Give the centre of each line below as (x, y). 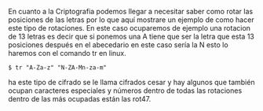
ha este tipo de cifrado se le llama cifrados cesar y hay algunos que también (131, 82)
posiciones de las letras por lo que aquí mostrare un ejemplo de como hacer (131, 20)
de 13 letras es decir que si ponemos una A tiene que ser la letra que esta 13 (131, 36)
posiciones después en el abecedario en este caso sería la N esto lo (119, 45)
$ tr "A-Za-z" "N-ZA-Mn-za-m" (58, 68)
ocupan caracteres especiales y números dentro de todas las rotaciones (125, 91)
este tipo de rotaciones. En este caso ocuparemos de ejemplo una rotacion (130, 28)
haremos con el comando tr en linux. (68, 53)
